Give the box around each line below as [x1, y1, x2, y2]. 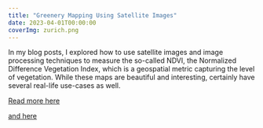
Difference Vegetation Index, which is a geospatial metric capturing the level [8, 64, 255, 74]
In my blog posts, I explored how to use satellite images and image [8, 48, 224, 57]
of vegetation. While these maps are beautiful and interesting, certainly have [8, 72, 255, 82]
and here [8, 112, 38, 121]
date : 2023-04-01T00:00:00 [8, 19, 97, 27]
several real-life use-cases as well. [8, 81, 121, 90]
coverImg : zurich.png [8, 26, 79, 34]
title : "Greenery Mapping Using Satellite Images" [8, 11, 177, 20]
